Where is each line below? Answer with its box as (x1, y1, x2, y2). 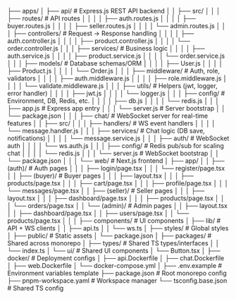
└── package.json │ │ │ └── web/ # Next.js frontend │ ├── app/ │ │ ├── (7, 157, 225, 165)
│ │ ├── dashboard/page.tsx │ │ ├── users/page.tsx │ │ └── (7, 209, 190, 217)
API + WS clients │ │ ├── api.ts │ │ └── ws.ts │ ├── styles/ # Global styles (7, 224, 229, 232)
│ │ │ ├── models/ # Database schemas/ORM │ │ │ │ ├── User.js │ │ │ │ (7, 59, 223, 67)
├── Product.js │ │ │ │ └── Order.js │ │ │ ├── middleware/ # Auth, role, (7, 67, 221, 75)
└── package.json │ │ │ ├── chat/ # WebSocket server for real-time (7, 111, 209, 120)
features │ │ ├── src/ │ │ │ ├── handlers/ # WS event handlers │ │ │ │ (7, 119, 216, 127)
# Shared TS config (7, 284, 64, 292)
